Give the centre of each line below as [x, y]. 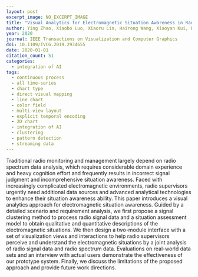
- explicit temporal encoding [48, 116]
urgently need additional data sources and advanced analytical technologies [99, 192]
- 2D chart [25, 122]
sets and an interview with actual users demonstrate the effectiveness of [94, 255]
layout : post [22, 12]
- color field [29, 105]
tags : [13, 72]
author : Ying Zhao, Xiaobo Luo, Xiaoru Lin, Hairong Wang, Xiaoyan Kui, [97, 28]
